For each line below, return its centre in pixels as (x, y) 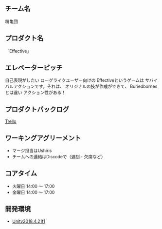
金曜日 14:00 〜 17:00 (33, 192)
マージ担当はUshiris (32, 151)
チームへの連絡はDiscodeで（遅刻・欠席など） (59, 157)
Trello (11, 121)
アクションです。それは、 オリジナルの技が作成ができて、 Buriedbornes (85, 86)
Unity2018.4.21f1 (28, 221)
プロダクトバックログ (37, 109)
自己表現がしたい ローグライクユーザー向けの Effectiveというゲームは (75, 80)
